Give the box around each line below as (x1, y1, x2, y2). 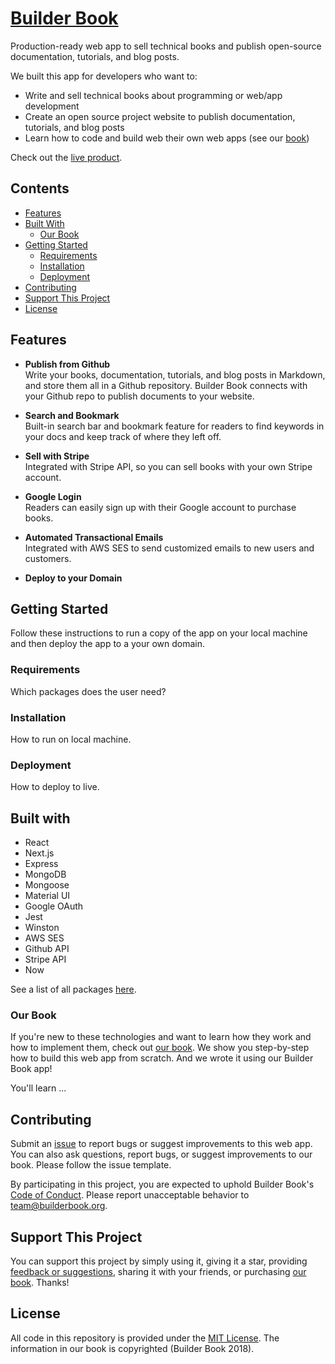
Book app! (10, 1063, 53, 1075)
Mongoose (24, 879, 70, 891)
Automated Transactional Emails (24, 531, 164, 543)
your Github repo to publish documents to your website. (24, 390, 255, 402)
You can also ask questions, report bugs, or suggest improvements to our (10, 1148, 313, 1161)
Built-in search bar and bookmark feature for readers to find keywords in (24, 420, 325, 432)
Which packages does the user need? (10, 685, 167, 697)
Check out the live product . (10, 151, 123, 163)
